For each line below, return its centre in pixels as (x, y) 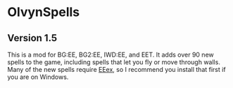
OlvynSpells (44, 12)
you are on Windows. (38, 77)
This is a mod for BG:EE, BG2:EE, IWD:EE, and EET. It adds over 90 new (111, 54)
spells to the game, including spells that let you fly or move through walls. (114, 62)
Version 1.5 (32, 38)
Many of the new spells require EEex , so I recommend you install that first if (117, 69)
